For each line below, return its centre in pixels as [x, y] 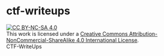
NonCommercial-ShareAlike [41, 40]
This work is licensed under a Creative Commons [67, 33]
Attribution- [143, 33]
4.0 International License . [108, 40]
